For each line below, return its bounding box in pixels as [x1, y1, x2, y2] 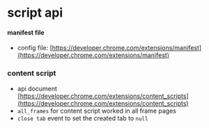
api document [17, 84, 58, 93]
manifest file [7, 28, 45, 36]
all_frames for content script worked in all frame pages [17, 106, 176, 115]
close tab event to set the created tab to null [17, 113, 148, 122]
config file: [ [17, 44, 52, 52]
